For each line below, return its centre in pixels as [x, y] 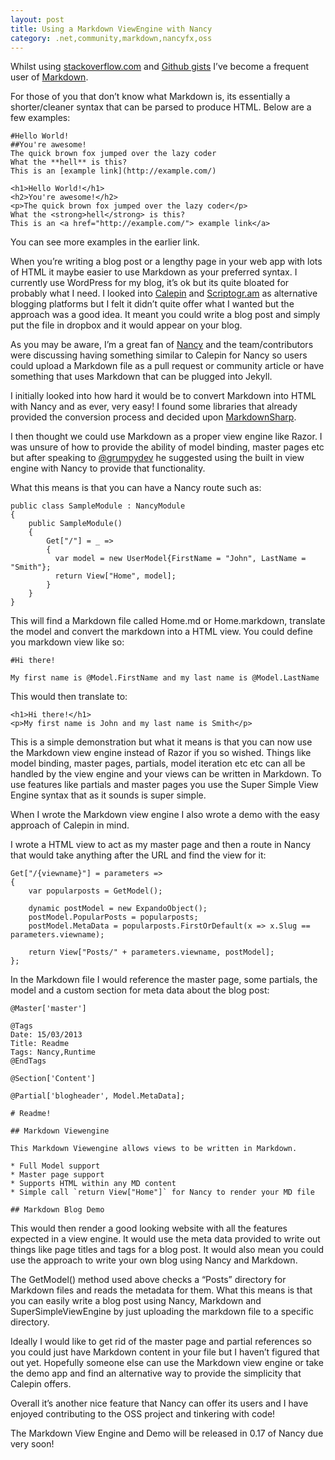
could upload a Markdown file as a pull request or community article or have [167, 366]
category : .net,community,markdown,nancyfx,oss [111, 38]
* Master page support [57, 1175]
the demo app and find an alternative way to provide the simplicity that [156, 1373]
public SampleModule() [75, 524]
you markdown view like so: [67, 642]
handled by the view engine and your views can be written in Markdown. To [166, 774]
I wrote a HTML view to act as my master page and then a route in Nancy [161, 845]
